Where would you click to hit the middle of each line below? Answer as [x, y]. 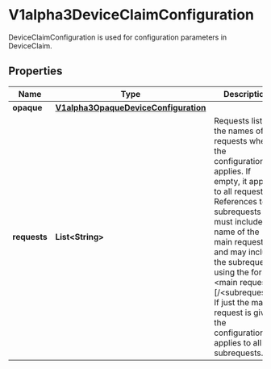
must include [238, 221]
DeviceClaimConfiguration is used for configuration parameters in [118, 37]
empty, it [230, 181]
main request [238, 241]
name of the [236, 232]
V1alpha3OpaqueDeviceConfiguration [131, 107]
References [236, 201]
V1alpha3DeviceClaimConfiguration [131, 15]
